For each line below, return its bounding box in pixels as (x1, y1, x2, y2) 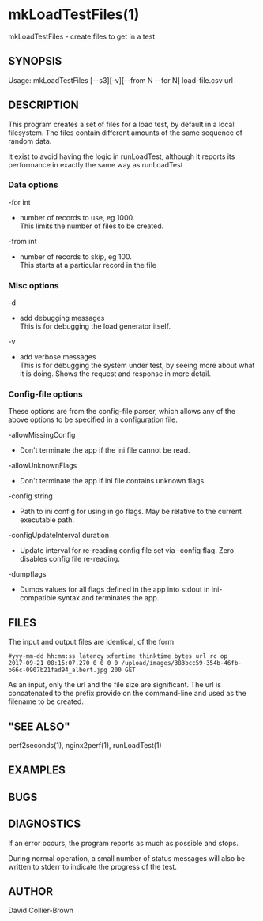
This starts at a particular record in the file (19, 260, 156, 269)
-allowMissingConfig (8, 430, 76, 440)
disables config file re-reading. (19, 554, 120, 564)
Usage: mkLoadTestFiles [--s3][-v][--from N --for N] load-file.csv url (8, 75, 233, 85)
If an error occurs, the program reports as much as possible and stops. (8, 838, 239, 848)
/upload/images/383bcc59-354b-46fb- (121, 660, 242, 667)
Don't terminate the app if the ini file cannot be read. (19, 445, 191, 455)
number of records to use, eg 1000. (19, 212, 135, 222)
